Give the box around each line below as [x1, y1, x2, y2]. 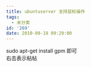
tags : [6, 14, 19, 20]
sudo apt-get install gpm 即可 [6, 48, 77, 55]
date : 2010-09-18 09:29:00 [6, 31, 72, 36]
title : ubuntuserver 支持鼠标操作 [6, 8, 85, 15]
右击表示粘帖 [6, 55, 37, 62]
